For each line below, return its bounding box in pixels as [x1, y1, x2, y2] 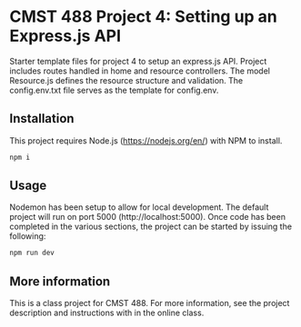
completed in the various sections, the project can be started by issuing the [9, 221, 293, 233]
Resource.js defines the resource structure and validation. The [9, 74, 244, 85]
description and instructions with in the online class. [9, 307, 205, 319]
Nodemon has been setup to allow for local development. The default [9, 202, 269, 213]
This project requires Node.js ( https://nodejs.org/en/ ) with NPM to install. [9, 134, 283, 146]
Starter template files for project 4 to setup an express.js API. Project [9, 55, 267, 66]
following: [9, 231, 46, 242]
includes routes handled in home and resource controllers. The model [9, 65, 271, 76]
